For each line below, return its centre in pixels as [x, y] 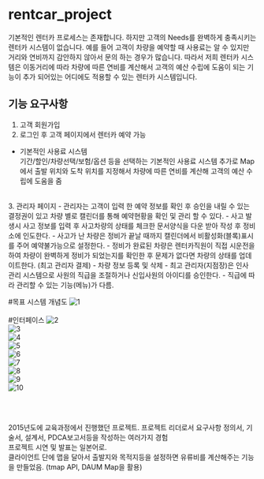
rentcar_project [60, 15]
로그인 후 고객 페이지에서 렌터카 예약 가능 [83, 134]
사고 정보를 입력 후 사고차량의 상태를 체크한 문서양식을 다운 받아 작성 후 [132, 226]
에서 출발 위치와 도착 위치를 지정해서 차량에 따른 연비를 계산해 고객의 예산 [132, 170]
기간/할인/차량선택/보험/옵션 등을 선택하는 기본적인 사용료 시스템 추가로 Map [137, 161]
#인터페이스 [26, 320]
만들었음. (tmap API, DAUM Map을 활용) [79, 466]
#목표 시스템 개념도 [38, 301]
